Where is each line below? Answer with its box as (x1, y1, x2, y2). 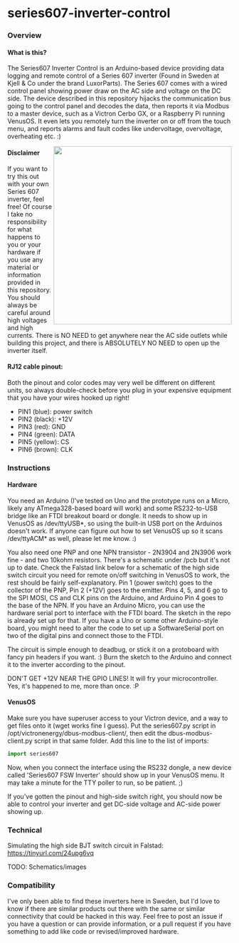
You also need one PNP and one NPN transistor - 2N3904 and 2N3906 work (7, 547, 232, 557)
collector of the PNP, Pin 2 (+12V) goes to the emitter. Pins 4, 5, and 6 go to (7, 586, 228, 594)
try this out (7, 172, 39, 180)
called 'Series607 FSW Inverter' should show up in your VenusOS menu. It (7, 771, 225, 779)
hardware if (7, 247, 41, 256)
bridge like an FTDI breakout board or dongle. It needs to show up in (7, 511, 208, 520)
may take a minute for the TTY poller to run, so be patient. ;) (7, 778, 184, 787)
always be (7, 301, 38, 309)
